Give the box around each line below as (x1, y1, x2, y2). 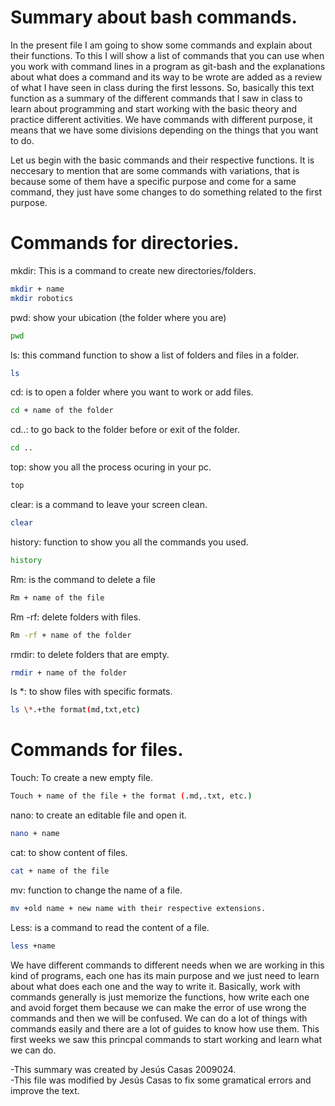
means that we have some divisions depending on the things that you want (10, 124, 319, 136)
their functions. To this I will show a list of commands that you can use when (10, 49, 325, 61)
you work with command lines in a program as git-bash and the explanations (10, 60, 326, 72)
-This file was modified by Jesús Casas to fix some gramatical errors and (10, 1074, 312, 1086)
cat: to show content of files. (10, 846, 128, 858)
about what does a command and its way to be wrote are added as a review (10, 71, 323, 83)
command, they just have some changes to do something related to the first (10, 186, 323, 198)
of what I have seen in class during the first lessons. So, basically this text (10, 81, 315, 93)
